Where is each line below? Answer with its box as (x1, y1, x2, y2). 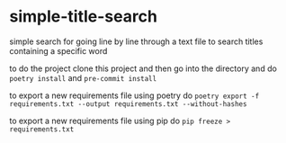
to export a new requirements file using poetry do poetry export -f (9, 90, 260, 101)
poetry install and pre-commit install (9, 72, 157, 83)
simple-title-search (9, 6, 157, 27)
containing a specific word (9, 45, 108, 56)
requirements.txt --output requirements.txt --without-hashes (9, 99, 247, 109)
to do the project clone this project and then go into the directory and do (9, 63, 277, 74)
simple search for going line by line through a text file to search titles (9, 36, 264, 47)
